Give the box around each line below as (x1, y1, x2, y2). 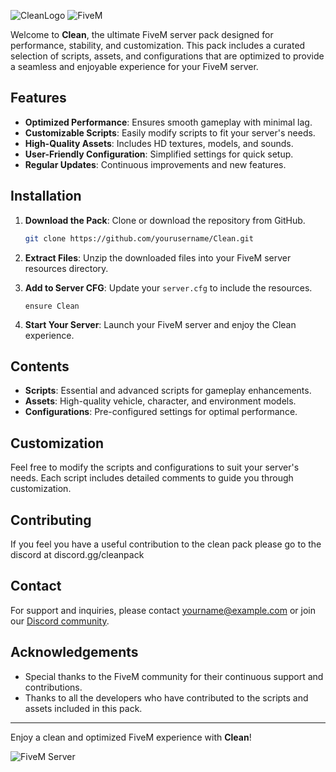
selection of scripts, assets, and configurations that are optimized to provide (10, 50, 325, 62)
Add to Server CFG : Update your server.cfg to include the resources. (24, 281, 313, 294)
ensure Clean (24, 301, 80, 311)
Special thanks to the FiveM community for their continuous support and (24, 670, 324, 682)
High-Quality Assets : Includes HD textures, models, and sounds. (24, 137, 294, 149)
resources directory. (24, 262, 109, 274)
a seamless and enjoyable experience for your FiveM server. (10, 61, 259, 72)
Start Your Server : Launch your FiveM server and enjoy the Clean (24, 318, 297, 330)
